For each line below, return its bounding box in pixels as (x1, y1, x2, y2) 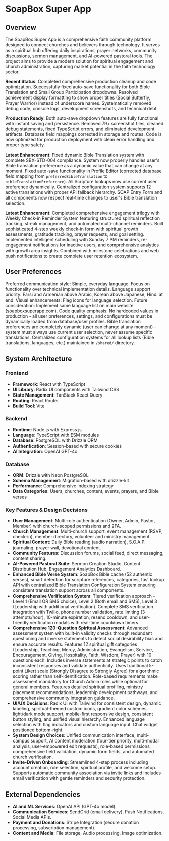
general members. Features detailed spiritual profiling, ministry (12, 684, 143, 690)
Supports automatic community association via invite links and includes (12, 770, 161, 776)
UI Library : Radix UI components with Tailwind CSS (12, 386, 120, 392)
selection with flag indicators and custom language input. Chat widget (12, 722, 158, 728)
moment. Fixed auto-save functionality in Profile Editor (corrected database (5, 168, 162, 174)
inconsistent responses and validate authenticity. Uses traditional (12, 663, 148, 669)
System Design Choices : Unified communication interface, (12, 732, 136, 738)
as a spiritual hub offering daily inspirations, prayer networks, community (5, 47, 157, 53)
